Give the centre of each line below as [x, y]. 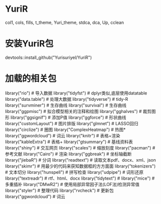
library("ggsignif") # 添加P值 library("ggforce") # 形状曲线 [68, 117]
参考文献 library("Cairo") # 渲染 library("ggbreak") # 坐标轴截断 [68, 154]
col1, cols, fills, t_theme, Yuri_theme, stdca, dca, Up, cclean [65, 22]
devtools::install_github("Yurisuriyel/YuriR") [48, 57]
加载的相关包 [31, 79]
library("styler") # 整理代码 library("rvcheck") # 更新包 [59, 190]
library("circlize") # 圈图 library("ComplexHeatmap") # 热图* [65, 130]
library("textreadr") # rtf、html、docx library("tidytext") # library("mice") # [80, 178]
